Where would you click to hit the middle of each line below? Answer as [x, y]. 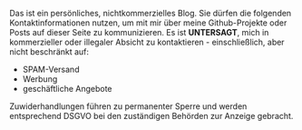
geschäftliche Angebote [67, 89]
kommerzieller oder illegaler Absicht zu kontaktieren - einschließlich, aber [147, 42]
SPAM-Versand [51, 69]
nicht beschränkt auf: [49, 52]
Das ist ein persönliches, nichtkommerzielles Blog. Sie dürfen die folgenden [151, 13]
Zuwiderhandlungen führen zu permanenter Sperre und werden [128, 106]
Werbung [40, 79]
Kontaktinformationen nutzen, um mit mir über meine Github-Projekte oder [148, 23]
